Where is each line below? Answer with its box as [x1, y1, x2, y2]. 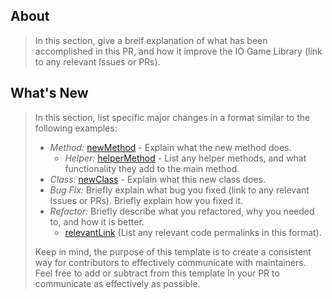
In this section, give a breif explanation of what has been [34, 34, 268, 46]
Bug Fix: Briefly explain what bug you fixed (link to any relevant [49, 184, 310, 196]
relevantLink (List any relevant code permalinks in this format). [64, 226, 322, 238]
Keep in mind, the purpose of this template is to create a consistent [34, 245, 312, 258]
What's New [10, 85, 89, 102]
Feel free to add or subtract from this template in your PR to [34, 267, 280, 279]
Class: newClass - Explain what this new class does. [49, 173, 267, 185]
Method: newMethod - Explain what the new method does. [49, 141, 292, 153]
